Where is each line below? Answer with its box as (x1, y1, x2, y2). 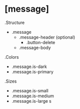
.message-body (19, 44, 51, 50)
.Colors (4, 54, 19, 60)
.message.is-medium (11, 93, 54, 99)
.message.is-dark (11, 64, 47, 69)
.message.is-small (11, 87, 49, 93)
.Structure (4, 20, 25, 25)
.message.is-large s (11, 98, 52, 104)
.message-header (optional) (19, 34, 76, 40)
